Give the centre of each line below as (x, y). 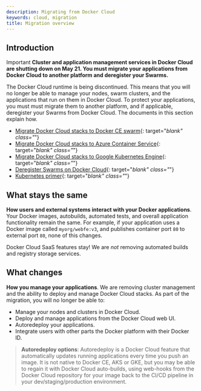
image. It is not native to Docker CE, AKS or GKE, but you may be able (108, 362)
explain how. (22, 119)
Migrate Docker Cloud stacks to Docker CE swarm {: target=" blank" (99, 131)
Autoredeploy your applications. (55, 324)
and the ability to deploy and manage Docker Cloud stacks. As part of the (98, 293)
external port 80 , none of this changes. (54, 235)
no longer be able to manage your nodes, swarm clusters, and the (88, 93)
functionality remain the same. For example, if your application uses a (93, 222)
